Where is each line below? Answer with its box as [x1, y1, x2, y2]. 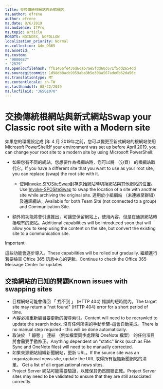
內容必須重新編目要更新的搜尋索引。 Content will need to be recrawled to [12, 315, 158, 321]
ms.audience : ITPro [5, 25, 45, 30]
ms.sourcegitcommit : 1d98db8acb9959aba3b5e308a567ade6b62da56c [5, 71, 136, 76]
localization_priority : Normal [5, 39, 69, 44]
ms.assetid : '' [5, 48, 36, 53]
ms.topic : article [5, 30, 42, 35]
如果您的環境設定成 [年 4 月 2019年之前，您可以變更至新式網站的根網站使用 [5, 138, 156, 144]
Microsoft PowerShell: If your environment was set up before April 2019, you [5, 144, 157, 150]
